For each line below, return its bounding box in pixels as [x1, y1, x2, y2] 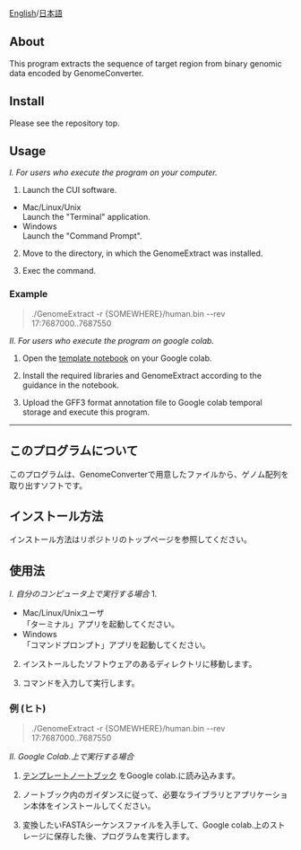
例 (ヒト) [9, 703, 47, 715]
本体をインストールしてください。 [30, 801, 156, 811]
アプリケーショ [232, 789, 288, 801]
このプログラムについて [9, 443, 139, 459]
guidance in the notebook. [21, 380, 119, 390]
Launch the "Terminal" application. [21, 212, 150, 223]
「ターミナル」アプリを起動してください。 [21, 618, 179, 630]
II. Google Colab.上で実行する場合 [9, 751, 134, 762]
